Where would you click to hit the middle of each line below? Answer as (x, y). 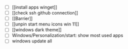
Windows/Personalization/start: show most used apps (67, 35)
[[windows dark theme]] (37, 30)
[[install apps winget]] (34, 7)
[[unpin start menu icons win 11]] (45, 24)
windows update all (32, 41)
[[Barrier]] (22, 18)
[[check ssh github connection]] (45, 13)
